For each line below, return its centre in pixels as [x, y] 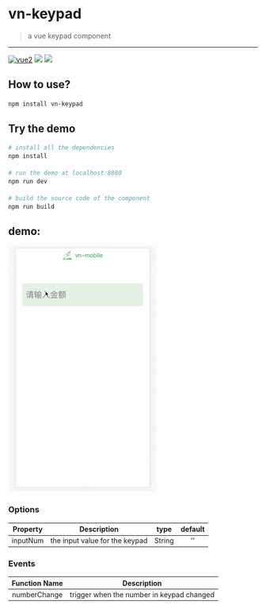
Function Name [37, 583]
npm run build [32, 206]
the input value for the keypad [99, 541]
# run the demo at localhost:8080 [65, 173]
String [164, 541]
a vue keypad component [69, 36]
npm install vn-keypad [46, 104]
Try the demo [42, 129]
